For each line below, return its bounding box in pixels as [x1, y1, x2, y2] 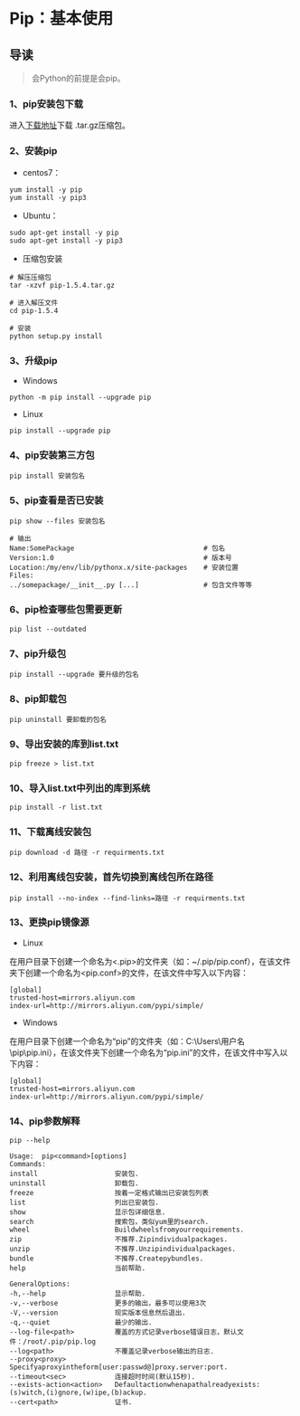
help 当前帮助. [9, 1264, 146, 1273]
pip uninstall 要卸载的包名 [9, 716, 107, 725]
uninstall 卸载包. [9, 1179, 139, 1188]
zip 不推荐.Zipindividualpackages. [9, 1235, 229, 1244]
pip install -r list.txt [9, 803, 103, 812]
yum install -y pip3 [9, 193, 88, 202]
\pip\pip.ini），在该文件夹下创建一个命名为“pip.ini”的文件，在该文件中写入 [9, 1047, 280, 1058]
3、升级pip [9, 354, 58, 366]
